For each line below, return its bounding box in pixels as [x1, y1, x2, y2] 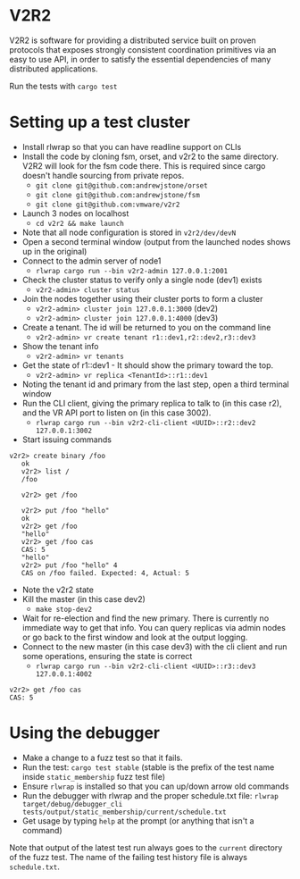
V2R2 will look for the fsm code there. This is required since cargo [21, 160, 266, 171]
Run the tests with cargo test [9, 80, 118, 91]
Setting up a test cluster [9, 113, 190, 132]
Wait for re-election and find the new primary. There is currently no [21, 613, 270, 624]
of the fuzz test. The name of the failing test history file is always [9, 851, 248, 862]
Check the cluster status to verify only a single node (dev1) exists [21, 274, 262, 285]
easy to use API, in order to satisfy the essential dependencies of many [9, 54, 271, 64]
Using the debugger [9, 723, 161, 743]
